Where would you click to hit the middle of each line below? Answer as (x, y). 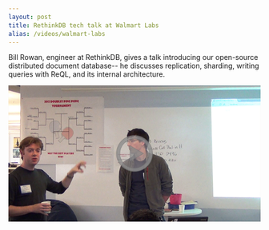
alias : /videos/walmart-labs (57, 34)
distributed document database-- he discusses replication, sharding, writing (134, 66)
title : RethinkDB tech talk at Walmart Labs (84, 25)
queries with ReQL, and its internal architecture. (87, 74)
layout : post (30, 17)
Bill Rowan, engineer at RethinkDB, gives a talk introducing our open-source (133, 57)
